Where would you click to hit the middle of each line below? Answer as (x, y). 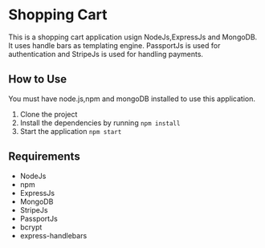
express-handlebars (53, 235)
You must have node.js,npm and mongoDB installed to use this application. (132, 99)
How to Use (38, 79)
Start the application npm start (71, 131)
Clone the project (49, 114)
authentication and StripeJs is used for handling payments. (106, 54)
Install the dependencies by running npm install (100, 123)
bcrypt (31, 227)
